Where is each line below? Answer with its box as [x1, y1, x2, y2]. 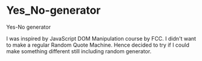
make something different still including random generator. [6, 47, 152, 54]
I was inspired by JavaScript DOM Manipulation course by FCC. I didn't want [6, 35, 197, 42]
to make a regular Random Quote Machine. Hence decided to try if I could [6, 41, 190, 48]
